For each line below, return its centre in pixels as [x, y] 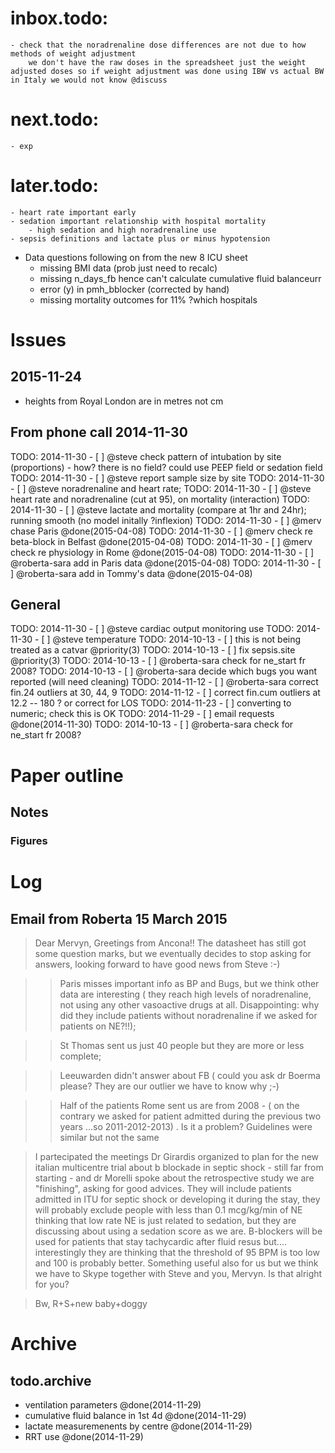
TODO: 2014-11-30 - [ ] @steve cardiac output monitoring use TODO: [152, 629]
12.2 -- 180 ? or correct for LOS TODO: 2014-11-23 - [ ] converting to [151, 703]
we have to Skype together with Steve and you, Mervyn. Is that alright [178, 1273]
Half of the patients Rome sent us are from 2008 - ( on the [179, 1105]
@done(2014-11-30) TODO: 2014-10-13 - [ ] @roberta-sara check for [152, 724]
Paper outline [67, 775]
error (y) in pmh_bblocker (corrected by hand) [134, 289]
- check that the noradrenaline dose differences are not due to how [158, 45]
